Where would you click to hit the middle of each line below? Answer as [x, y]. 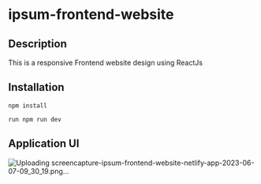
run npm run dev [35, 119]
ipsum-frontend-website [91, 15]
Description [37, 44]
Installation [36, 87]
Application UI [44, 144]
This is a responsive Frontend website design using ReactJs [106, 62]
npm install [28, 105]
